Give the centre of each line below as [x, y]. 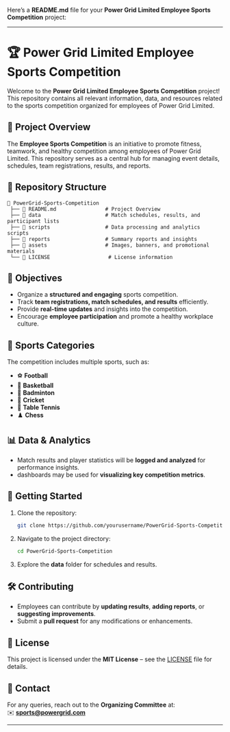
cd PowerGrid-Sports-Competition [65, 551]
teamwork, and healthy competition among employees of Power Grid [104, 151]
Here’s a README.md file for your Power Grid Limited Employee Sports [109, 10]
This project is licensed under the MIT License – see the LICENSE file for [110, 659]
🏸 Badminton [36, 393]
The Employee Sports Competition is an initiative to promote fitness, [104, 144]
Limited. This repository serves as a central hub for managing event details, [114, 158]
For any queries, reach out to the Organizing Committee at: [91, 705]
